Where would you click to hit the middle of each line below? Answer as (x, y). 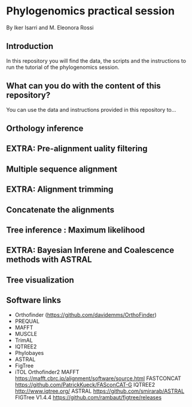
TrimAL (24, 340)
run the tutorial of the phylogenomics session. (63, 67)
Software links (34, 300)
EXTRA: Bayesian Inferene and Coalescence (90, 250)
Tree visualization (40, 280)
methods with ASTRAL (49, 260)
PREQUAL (27, 321)
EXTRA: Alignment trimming (60, 189)
